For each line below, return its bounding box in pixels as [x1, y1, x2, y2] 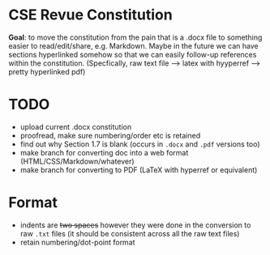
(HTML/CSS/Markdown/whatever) [19, 156, 135, 166]
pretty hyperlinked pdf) [8, 66, 86, 76]
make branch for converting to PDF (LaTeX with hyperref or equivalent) [19, 164, 258, 175]
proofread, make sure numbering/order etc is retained [19, 130, 201, 140]
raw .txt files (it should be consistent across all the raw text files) [19, 228, 240, 238]
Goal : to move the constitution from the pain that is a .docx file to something [8, 32, 263, 42]
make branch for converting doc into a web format [19, 147, 189, 157]
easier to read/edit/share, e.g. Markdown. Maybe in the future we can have [8, 40, 259, 50]
